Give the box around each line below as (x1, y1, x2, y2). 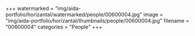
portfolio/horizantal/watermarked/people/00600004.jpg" (5, 11, 142, 18)
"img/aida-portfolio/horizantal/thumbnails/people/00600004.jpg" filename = (5, 17, 190, 24)
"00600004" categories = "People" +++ (5, 23, 103, 30)
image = (143, 11, 163, 18)
